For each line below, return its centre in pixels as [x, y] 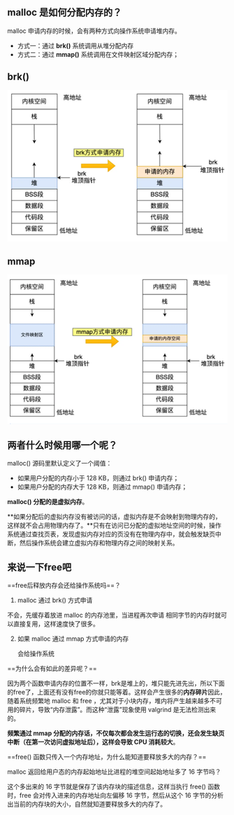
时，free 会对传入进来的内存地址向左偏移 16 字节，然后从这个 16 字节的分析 [115, 795]
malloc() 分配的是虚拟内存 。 [48, 502]
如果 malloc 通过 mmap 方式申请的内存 [73, 639]
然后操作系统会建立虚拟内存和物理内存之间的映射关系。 [99, 543]
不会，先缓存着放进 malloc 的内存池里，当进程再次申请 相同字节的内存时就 [114, 615]
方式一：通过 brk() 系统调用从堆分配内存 [75, 46]
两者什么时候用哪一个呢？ [62, 445]
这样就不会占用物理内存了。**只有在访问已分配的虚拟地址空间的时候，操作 [115, 525]
